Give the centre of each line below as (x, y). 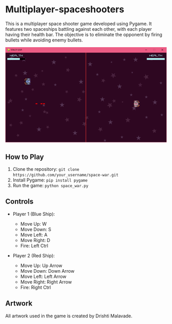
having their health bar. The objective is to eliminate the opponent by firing (84, 34)
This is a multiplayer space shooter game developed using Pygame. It (79, 24)
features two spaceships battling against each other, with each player (79, 29)
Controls (19, 202)
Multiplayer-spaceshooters (65, 9)
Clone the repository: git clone (46, 169)
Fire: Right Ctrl (36, 287)
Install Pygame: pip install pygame (50, 180)
